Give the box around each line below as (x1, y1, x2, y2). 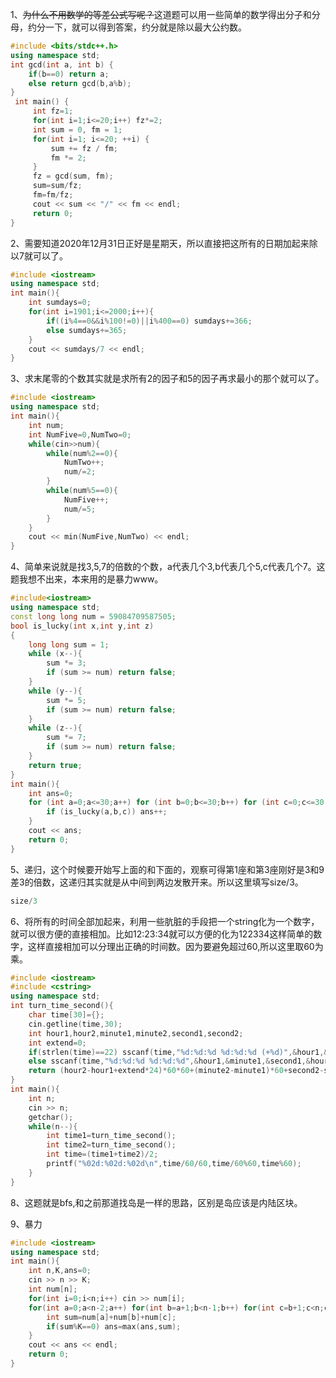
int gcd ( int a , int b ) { (10, 59, 114, 70)
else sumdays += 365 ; (46, 325, 128, 335)
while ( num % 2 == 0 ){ (46, 448, 118, 458)
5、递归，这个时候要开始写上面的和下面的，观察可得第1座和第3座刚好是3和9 (10, 863, 325, 875)
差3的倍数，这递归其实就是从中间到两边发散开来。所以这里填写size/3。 (10, 876, 304, 888)
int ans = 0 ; (28, 788, 74, 798)
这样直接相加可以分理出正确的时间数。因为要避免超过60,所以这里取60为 (27, 940, 324, 952)
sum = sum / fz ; (32, 181, 83, 191)
